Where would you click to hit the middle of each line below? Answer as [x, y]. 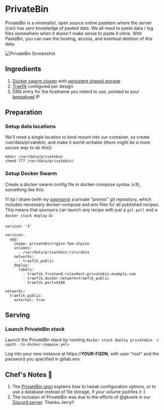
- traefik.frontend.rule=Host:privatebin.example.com [79, 274]
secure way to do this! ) [28, 148]
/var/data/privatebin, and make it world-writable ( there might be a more [78, 143]
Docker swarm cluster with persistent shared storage [66, 81]
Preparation [24, 112]
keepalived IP [26, 97]
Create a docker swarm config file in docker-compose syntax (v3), [73, 184]
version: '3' [19, 226]
